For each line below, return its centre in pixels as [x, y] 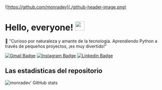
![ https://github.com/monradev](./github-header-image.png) [66, 7]
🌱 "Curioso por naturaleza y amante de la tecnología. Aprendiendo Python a [81, 41]
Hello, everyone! [39, 27]
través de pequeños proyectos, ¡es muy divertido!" [56, 46]
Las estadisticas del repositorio [54, 71]
